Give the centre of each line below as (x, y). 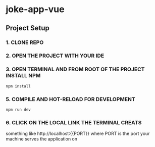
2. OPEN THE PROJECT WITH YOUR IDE (55, 56)
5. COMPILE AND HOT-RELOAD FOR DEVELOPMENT (70, 99)
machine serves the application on (42, 139)
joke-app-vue (35, 9)
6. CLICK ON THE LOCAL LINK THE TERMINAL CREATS (74, 122)
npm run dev (18, 110)
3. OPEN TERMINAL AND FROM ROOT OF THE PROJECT (75, 69)
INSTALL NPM (23, 76)
